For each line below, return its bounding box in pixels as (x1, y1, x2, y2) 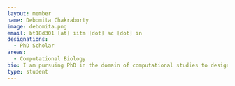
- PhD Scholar (13, 42, 55, 49)
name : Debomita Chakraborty (7, 17, 90, 24)
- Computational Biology (13, 55, 86, 62)
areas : (7, 49, 27, 56)
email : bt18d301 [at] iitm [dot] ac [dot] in (7, 29, 142, 37)
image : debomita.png (7, 23, 68, 30)
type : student (7, 68, 49, 75)
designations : (7, 36, 49, 43)
